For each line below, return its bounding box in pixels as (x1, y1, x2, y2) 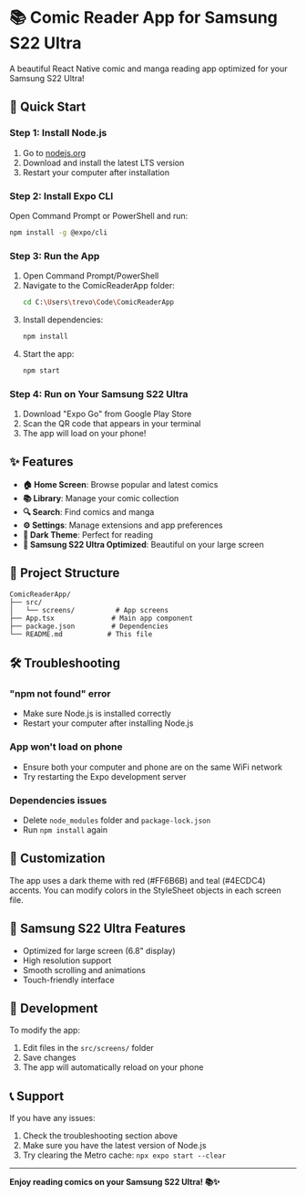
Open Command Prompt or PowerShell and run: (9, 210, 189, 221)
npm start (22, 366, 61, 375)
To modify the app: (9, 1024, 80, 1036)
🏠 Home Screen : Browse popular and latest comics (22, 478, 219, 489)
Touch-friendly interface (22, 974, 116, 985)
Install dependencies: (22, 314, 104, 325)
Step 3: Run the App (9, 249, 100, 262)
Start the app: (22, 348, 75, 359)
